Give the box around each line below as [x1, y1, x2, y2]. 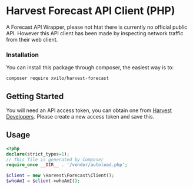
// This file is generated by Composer [6, 157, 104, 163]
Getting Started [6, 91, 64, 101]
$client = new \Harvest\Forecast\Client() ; [6, 173, 115, 178]
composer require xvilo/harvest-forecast [6, 75, 109, 82]
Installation [6, 50, 39, 59]
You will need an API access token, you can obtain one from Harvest [6, 107, 172, 114]
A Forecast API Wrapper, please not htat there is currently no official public [6, 23, 188, 31]
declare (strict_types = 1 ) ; [6, 151, 69, 157]
